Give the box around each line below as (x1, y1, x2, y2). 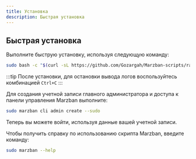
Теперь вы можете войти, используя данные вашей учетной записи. (6, 119, 177, 126)
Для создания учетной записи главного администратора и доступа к (6, 91, 179, 98)
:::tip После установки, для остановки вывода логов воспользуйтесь (6, 73, 177, 80)
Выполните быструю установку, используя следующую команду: (6, 51, 169, 58)
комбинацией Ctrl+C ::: (6, 79, 63, 87)
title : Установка (6, 8, 48, 15)
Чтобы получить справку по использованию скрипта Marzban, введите (6, 130, 184, 137)
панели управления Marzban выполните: (6, 97, 108, 104)
